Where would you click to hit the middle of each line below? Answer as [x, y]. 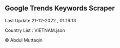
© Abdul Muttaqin [24, 40]
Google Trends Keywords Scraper [60, 8]
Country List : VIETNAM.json [35, 30]
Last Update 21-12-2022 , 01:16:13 [41, 20]
